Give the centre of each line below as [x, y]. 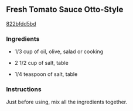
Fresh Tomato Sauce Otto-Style [65, 10]
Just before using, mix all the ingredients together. [67, 102]
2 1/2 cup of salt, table [41, 63]
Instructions [24, 89]
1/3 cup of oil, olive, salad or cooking [59, 51]
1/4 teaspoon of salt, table [46, 74]
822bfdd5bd [21, 23]
